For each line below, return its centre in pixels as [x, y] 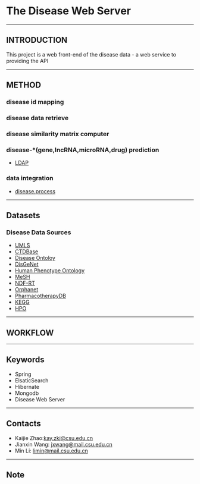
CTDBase [26, 252]
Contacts [24, 424]
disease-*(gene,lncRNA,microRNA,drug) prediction [83, 150]
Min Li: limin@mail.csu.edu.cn [51, 451]
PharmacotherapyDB [40, 296]
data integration [30, 178]
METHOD [24, 85]
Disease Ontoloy [35, 258]
